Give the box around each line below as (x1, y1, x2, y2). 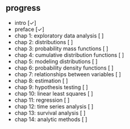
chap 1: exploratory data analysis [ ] (14, 31, 104, 39)
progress (5, 3, 41, 13)
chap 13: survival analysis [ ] (14, 109, 86, 116)
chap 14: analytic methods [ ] (14, 116, 87, 123)
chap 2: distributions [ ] (14, 38, 74, 45)
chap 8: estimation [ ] (14, 77, 68, 84)
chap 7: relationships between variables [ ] (14, 70, 121, 78)
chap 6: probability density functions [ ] (14, 64, 114, 71)
